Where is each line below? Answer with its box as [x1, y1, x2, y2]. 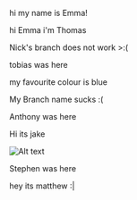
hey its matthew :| [9, 180, 75, 191]
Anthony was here [9, 112, 77, 121]
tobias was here [9, 60, 69, 70]
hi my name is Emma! [9, 8, 88, 18]
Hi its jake [9, 129, 46, 139]
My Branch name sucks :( [9, 94, 104, 104]
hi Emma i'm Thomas [9, 25, 87, 35]
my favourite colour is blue [9, 77, 107, 87]
